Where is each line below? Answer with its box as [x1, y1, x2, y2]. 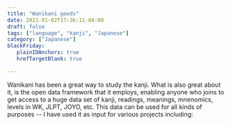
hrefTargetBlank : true [16, 56, 82, 62]
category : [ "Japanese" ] [7, 36, 77, 43]
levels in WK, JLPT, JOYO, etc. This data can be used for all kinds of [7, 102, 202, 111]
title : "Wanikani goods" [7, 10, 79, 17]
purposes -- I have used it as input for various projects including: [7, 110, 193, 118]
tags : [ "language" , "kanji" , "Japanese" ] [7, 29, 129, 37]
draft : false [7, 23, 45, 30]
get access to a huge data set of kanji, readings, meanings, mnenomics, [7, 95, 214, 103]
